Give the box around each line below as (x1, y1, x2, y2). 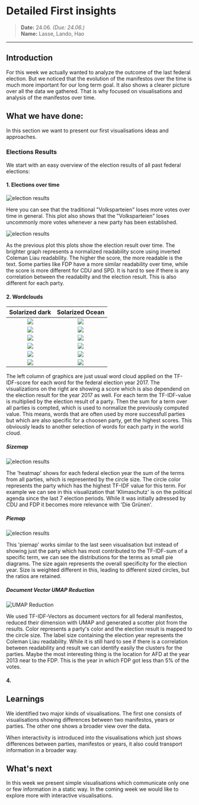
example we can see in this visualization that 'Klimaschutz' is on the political (6, 489, 192, 496)
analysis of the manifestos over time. (6, 94, 96, 101)
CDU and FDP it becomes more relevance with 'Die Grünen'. (6, 501, 153, 508)
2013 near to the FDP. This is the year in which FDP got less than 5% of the (6, 657, 190, 664)
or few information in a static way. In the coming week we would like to (6, 785, 179, 793)
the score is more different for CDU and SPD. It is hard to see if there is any (6, 267, 190, 274)
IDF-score (6, 379, 31, 386)
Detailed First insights (6, 4, 117, 18)
